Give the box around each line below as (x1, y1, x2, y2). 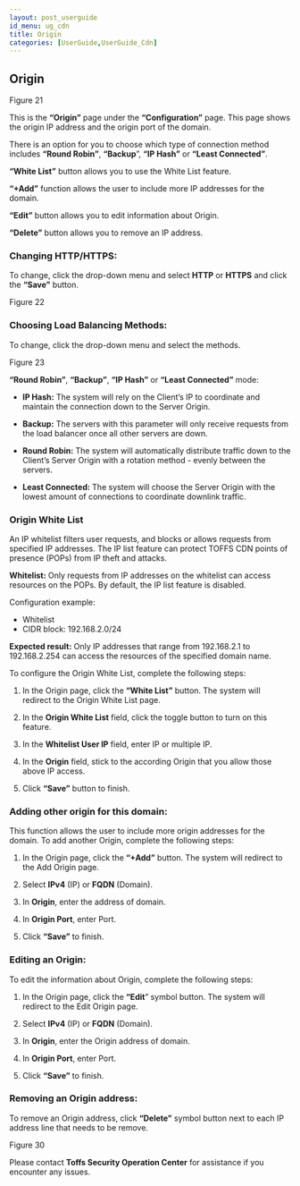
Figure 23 (9, 357, 45, 368)
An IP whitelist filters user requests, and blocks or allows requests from (9, 533, 271, 544)
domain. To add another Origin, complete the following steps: (9, 835, 235, 846)
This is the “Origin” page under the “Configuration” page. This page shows (9, 113, 291, 123)
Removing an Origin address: (9, 1092, 138, 1105)
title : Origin (9, 30, 62, 38)
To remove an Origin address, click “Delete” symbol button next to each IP (9, 1113, 284, 1123)
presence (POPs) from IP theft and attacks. (9, 552, 168, 563)
